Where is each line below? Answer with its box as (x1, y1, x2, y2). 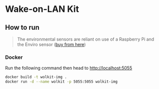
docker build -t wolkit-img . (5, 75, 67, 80)
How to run (5, 23, 40, 32)
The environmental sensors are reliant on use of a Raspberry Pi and (17, 36, 154, 42)
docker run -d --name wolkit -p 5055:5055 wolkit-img (5, 79, 118, 85)
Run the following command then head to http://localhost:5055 (5, 65, 132, 71)
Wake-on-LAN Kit (5, 3, 79, 15)
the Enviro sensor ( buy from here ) (17, 42, 86, 47)
